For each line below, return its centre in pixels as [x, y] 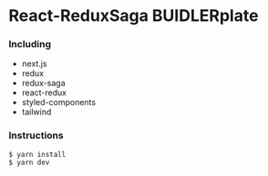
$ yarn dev [29, 162]
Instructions [36, 135]
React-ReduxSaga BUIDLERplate [134, 16]
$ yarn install [37, 154]
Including [30, 44]
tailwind [36, 112]
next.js [34, 64]
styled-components [59, 103]
